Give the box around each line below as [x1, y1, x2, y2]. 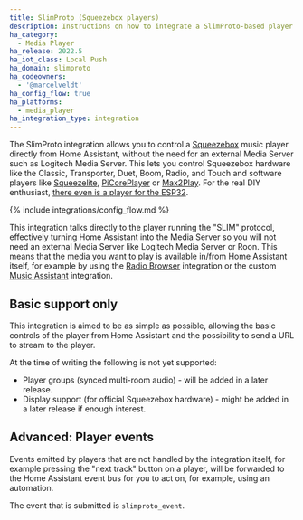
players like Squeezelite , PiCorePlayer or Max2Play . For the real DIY [9, 177, 261, 188]
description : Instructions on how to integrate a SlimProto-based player [9, 22, 294, 31]
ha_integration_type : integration [9, 114, 140, 123]
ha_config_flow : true [9, 89, 91, 98]
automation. [9, 482, 54, 493]
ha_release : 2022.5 [9, 47, 83, 56]
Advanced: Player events [9, 430, 155, 445]
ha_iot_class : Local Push [9, 55, 107, 64]
